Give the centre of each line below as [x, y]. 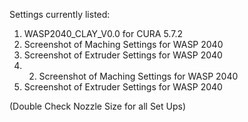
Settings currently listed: [60, 14]
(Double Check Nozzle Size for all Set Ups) [98, 106]
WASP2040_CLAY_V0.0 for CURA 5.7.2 [103, 33]
